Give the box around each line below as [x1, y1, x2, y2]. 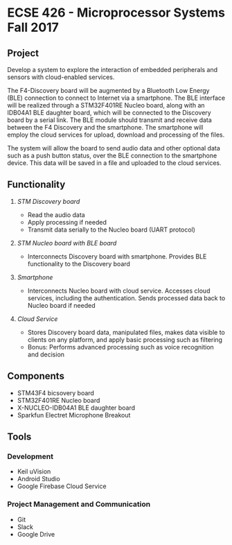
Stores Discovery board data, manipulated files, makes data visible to [27, 328, 225, 336]
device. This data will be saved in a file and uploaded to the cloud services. [7, 159, 222, 167]
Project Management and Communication [7, 499, 151, 509]
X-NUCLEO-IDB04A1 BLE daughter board [17, 404, 136, 412]
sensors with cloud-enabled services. [7, 73, 115, 81]
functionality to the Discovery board [27, 259, 130, 268]
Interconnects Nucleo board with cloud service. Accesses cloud [27, 286, 211, 295]
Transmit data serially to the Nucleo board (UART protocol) [27, 225, 196, 234]
